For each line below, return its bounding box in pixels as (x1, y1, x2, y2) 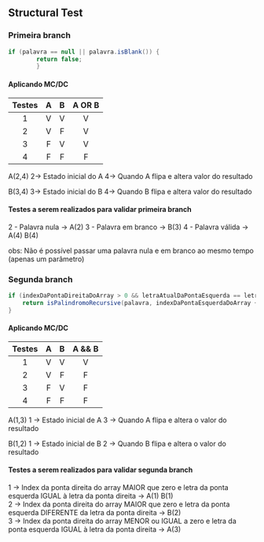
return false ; (36, 55, 82, 63)
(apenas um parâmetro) (8, 254, 85, 263)
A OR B (72, 99, 100, 110)
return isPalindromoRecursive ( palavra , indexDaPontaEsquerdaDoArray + (22, 299, 258, 306)
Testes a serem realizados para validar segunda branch (8, 465, 193, 475)
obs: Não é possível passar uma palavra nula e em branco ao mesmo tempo (8, 246, 254, 255)
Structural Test (8, 6, 83, 20)
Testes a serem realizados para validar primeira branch (8, 205, 192, 214)
